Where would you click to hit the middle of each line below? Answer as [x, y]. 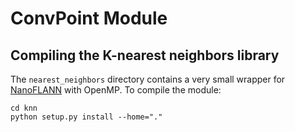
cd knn [24, 108]
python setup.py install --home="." [86, 117]
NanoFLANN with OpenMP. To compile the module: [116, 90]
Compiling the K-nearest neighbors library [145, 55]
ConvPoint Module [89, 18]
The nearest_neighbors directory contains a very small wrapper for [148, 79]
